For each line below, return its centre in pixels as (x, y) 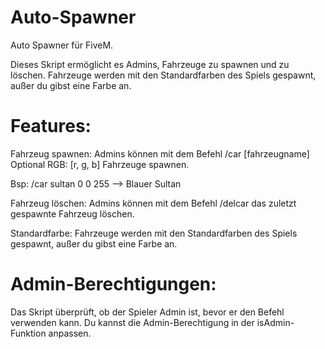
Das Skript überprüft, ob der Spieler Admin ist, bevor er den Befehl (147, 312)
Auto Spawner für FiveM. (62, 45)
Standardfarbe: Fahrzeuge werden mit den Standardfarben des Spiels (154, 233)
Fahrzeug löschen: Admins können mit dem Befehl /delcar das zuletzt (153, 203)
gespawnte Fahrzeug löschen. (72, 213)
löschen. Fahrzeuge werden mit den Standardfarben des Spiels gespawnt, (163, 75)
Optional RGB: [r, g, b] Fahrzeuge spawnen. (100, 164)
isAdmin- (275, 322)
